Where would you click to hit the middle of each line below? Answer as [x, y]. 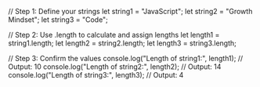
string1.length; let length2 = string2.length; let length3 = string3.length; [123, 43]
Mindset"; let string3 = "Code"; [58, 20]
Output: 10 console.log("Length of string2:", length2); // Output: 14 [115, 67]
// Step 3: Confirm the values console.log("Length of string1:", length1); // [126, 58]
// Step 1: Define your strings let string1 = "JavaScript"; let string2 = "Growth [130, 11]
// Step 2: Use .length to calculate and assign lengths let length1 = [114, 35]
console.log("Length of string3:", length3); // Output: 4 [96, 75]
